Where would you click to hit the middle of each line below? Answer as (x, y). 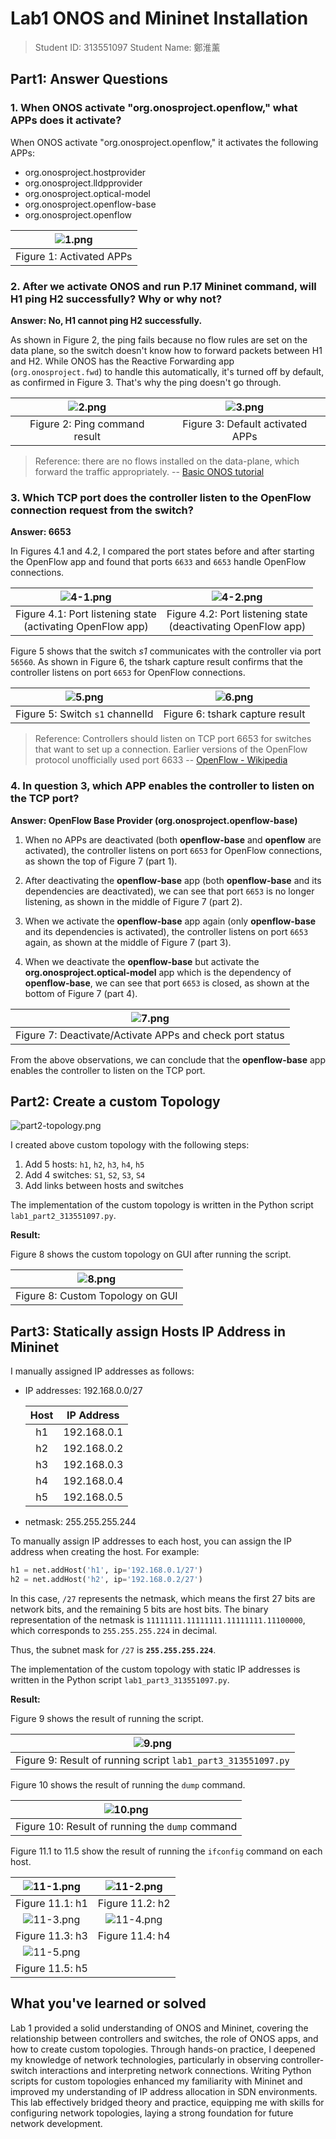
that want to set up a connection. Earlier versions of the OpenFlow (171, 749)
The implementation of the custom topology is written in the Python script (162, 1205)
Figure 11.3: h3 (51, 1935)
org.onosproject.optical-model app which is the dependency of (158, 972)
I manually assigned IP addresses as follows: (102, 1371)
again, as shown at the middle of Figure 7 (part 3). (128, 942)
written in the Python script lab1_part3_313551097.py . (120, 1679)
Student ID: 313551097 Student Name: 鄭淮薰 (127, 47)
